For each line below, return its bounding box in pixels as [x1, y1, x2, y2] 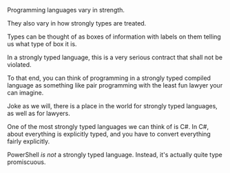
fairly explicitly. [7, 137, 50, 145]
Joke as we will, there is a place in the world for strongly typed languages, [7, 102, 218, 110]
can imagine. [7, 89, 44, 96]
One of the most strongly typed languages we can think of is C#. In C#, [7, 123, 209, 130]
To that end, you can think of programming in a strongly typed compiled [7, 74, 211, 82]
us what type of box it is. [7, 40, 77, 48]
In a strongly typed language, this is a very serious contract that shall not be [7, 53, 223, 61]
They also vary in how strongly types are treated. [7, 19, 147, 27]
